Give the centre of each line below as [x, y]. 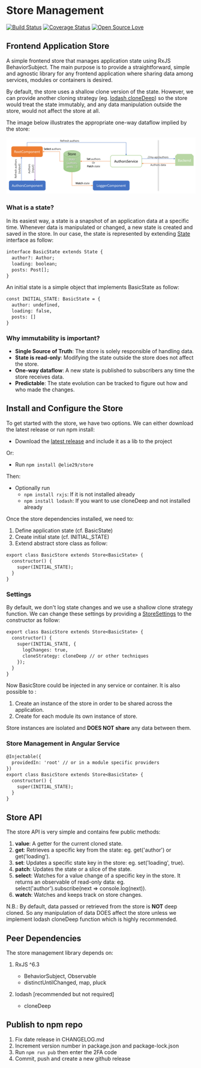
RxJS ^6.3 [27, 964]
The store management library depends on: [60, 952]
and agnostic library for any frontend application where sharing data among [100, 74]
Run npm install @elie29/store [54, 464]
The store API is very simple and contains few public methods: [83, 832]
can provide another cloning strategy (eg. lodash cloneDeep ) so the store [97, 98]
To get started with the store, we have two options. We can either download [100, 423]
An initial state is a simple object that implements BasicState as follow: [93, 287]
